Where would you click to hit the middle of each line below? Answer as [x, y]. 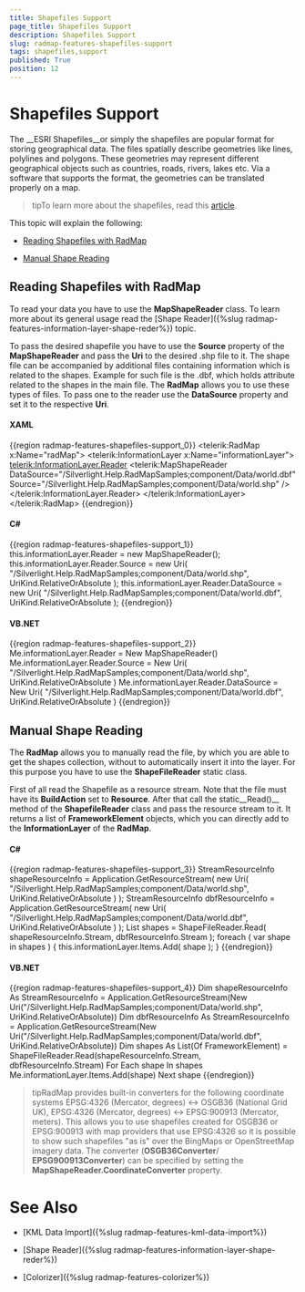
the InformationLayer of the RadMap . [81, 828]
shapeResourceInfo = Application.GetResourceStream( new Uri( [129, 879]
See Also [44, 1207]
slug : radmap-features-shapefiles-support [91, 43]
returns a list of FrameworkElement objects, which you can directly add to [149, 819]
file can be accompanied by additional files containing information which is [150, 365]
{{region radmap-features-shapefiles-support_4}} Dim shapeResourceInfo [149, 988]
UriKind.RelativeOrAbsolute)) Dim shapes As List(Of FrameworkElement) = [149, 1046]
